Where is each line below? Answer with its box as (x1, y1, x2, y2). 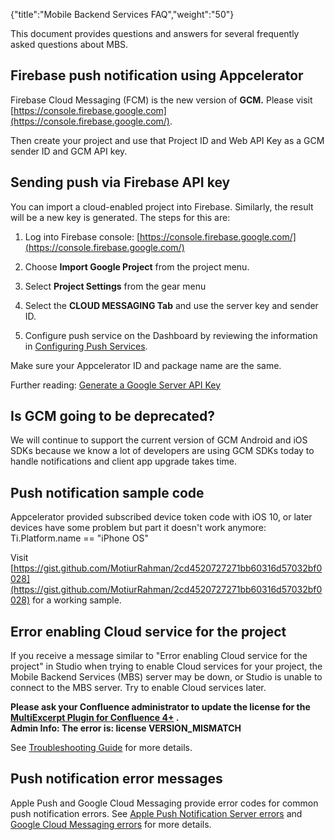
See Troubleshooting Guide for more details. (10, 742, 193, 754)
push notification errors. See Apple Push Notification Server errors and (10, 807, 303, 819)
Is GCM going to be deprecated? (10, 408, 215, 425)
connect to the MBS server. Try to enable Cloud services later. (10, 682, 267, 694)
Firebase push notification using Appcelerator (10, 67, 304, 84)
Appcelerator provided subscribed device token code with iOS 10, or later (10, 511, 313, 523)
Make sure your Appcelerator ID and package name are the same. (10, 359, 282, 371)
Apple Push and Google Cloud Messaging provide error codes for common (10, 797, 319, 809)
